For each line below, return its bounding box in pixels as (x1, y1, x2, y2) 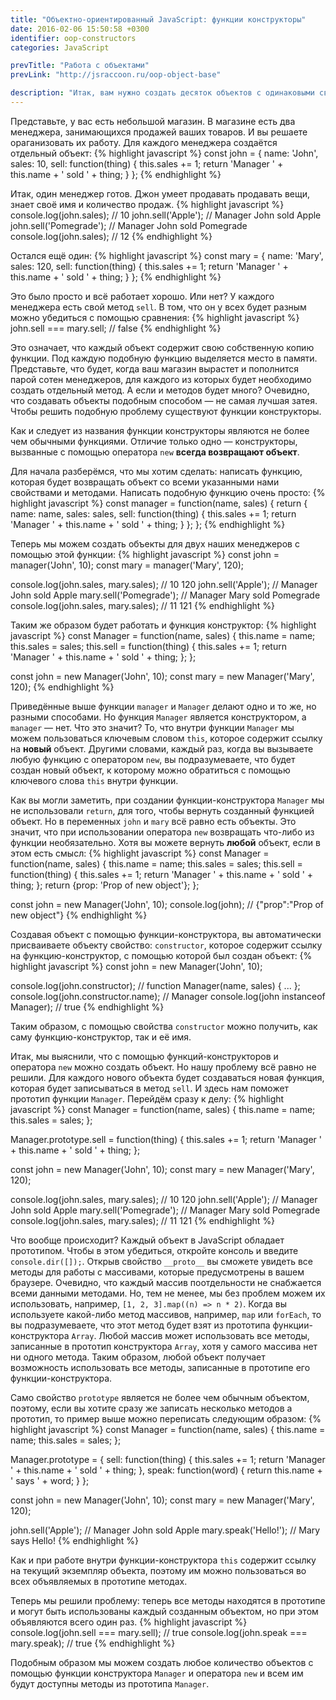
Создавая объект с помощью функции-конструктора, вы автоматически (10, 928, 322, 940)
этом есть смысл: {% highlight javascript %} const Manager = (10, 847, 270, 859)
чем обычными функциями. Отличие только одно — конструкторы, (10, 435, 298, 447)
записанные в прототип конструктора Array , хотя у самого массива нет (10, 1340, 318, 1352)
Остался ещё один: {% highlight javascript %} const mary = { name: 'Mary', (10, 249, 324, 261)
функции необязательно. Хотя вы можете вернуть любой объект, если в (10, 836, 321, 848)
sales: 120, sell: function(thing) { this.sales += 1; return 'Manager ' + (10, 260, 289, 272)
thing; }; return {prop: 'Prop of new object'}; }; (10, 879, 200, 891)
